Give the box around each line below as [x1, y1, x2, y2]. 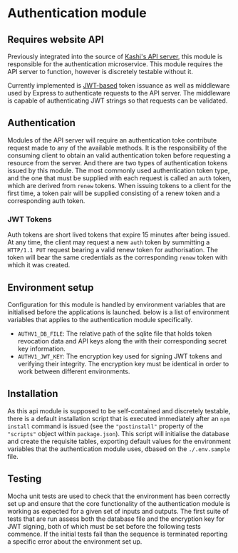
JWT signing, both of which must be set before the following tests [7, 522, 201, 530]
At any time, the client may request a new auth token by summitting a [7, 238, 210, 247]
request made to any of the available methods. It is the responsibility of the [7, 143, 227, 152]
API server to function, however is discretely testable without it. [7, 68, 194, 76]
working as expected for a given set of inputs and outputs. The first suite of [7, 507, 229, 515]
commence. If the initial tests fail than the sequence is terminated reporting [7, 529, 228, 538]
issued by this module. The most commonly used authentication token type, [7, 166, 230, 175]
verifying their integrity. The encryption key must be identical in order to [17, 359, 229, 368]
